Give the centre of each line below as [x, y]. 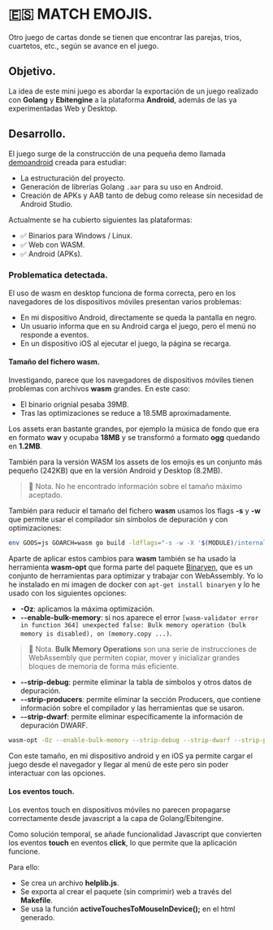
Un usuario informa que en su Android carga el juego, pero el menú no [138, 325]
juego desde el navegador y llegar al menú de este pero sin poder [119, 764]
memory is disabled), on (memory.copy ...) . [96, 633]
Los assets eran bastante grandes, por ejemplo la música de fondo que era [134, 429]
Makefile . [36, 901]
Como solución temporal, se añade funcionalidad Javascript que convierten [135, 834]
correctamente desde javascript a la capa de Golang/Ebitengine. [116, 819]
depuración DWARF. [54, 725]
